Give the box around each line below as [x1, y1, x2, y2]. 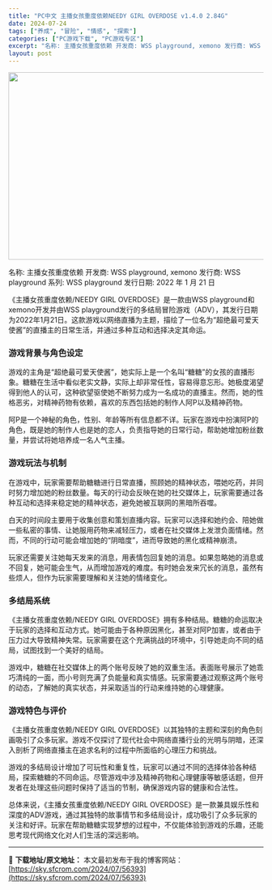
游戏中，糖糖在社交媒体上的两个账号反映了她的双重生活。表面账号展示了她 [8, 662, 257, 672]
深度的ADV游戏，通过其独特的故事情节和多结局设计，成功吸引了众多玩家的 [8, 810, 257, 819]
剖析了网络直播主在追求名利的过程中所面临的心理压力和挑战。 [15, 745, 221, 755]
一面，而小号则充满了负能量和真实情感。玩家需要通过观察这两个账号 [36, 672, 264, 682]
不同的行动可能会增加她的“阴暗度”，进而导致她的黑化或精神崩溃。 [22, 535, 242, 545]
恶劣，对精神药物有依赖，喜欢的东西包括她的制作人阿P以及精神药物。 [15, 398, 247, 408]
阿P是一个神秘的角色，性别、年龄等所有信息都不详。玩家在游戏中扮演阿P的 [8, 415, 259, 425]
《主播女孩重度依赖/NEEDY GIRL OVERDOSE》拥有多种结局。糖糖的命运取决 [8, 614, 263, 624]
